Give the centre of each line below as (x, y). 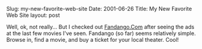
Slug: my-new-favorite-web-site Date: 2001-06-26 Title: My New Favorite (99, 9)
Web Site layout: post (33, 15)
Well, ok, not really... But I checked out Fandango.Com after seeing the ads (100, 27)
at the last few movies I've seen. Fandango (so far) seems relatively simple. (101, 33)
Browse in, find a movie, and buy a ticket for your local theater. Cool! (93, 40)
